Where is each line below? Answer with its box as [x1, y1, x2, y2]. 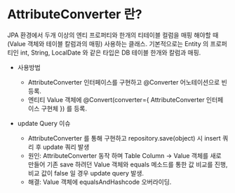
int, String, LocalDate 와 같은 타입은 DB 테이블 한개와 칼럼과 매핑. [20, 48, 201, 57]
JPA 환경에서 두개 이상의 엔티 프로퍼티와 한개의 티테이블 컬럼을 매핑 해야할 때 [7, 31, 219, 39]
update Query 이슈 [17, 119, 71, 127]
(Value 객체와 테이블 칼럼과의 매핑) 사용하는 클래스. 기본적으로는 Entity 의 [7, 39, 209, 48]
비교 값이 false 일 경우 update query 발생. [27, 169, 145, 177]
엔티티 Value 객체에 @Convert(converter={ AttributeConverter [27, 95, 205, 103]
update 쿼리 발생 [43, 143, 90, 151]
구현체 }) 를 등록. [41, 104, 88, 113]
